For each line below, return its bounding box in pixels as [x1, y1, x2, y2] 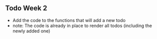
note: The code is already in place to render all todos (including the [12, 22, 152, 28]
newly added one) [12, 27, 50, 34]
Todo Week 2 [5, 4, 47, 12]
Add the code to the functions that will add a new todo [12, 17, 126, 23]
